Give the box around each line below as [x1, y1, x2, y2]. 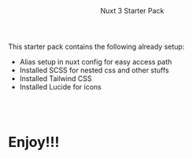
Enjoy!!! [8, 134, 60, 151]
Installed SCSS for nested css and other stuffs [19, 65, 169, 75]
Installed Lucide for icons [19, 83, 102, 91]
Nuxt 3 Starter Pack [100, 6, 164, 15]
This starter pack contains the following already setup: [8, 42, 185, 51]
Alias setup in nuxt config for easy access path [19, 57, 172, 66]
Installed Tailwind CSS [19, 74, 92, 83]
